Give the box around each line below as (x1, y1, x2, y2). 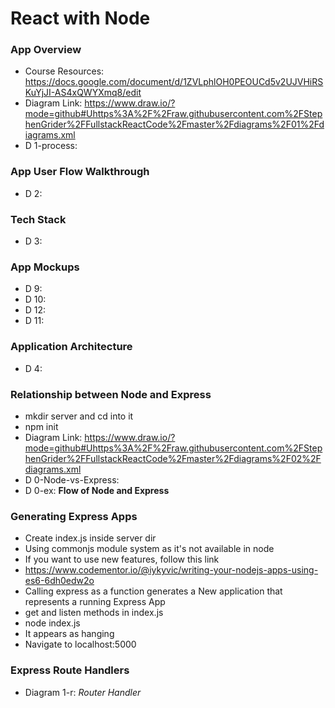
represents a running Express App (24, 596, 166, 608)
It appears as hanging (24, 628, 115, 640)
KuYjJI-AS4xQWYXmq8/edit (24, 87, 142, 99)
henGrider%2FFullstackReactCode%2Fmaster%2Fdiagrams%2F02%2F (24, 452, 322, 464)
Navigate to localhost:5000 (24, 638, 137, 651)
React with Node (10, 7, 151, 30)
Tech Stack (10, 212, 67, 226)
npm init (24, 420, 59, 432)
